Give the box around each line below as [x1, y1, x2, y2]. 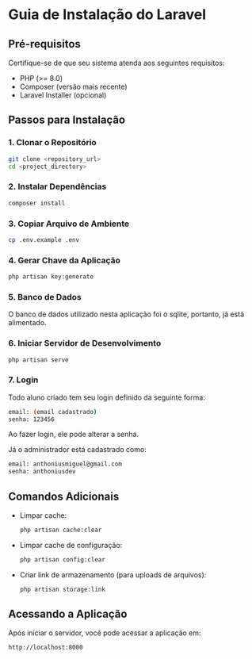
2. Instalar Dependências [8, 181, 107, 192]
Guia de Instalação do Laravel [8, 6, 207, 24]
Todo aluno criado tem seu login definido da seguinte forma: [8, 393, 206, 402]
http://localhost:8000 [8, 644, 83, 652]
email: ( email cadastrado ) [8, 408, 97, 416]
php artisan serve [8, 355, 69, 364]
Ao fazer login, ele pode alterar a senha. [8, 430, 139, 439]
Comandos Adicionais [8, 489, 120, 503]
